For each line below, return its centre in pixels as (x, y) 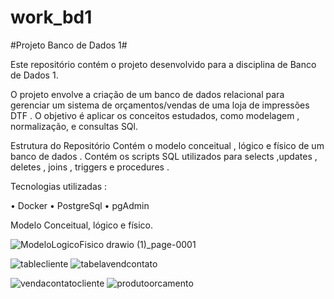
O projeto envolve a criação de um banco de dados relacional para (147, 94)
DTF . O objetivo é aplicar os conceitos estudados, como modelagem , (155, 115)
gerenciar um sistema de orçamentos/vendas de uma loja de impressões (160, 105)
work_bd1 (51, 17)
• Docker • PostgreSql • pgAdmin (80, 205)
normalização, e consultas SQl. (74, 126)
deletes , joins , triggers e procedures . (90, 167)
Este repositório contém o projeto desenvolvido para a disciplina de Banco (163, 64)
